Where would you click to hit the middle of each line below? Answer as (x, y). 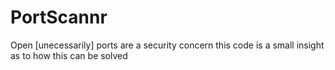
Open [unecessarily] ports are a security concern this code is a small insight (167, 45)
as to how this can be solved (69, 55)
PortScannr (59, 17)
